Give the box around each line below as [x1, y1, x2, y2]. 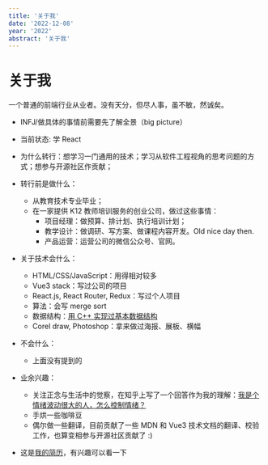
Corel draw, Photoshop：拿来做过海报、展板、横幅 [32, 321, 201, 332]
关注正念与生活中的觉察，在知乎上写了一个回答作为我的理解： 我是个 [32, 390, 260, 400]
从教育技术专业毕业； [32, 196, 104, 206]
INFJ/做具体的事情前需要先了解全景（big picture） [19, 117, 188, 127]
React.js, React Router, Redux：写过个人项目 [32, 291, 181, 301]
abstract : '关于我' [8, 34, 70, 43]
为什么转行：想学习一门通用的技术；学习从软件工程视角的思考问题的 [19, 151, 248, 162]
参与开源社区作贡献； [41, 162, 113, 171]
